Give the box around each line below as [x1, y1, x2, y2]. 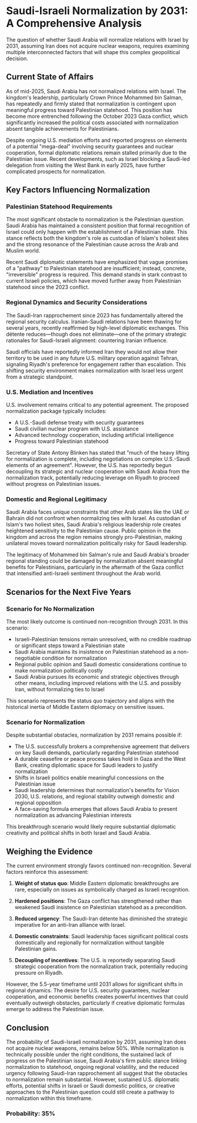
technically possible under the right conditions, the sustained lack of [6, 1051, 172, 1058]
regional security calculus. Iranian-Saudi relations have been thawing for [6, 318, 182, 325]
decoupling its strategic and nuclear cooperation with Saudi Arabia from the [6, 468, 190, 475]
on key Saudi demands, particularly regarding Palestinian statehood [14, 749, 179, 756]
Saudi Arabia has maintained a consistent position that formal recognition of [6, 222, 190, 229]
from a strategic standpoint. [6, 373, 74, 380]
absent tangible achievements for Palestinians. [6, 125, 119, 132]
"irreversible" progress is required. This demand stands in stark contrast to [6, 271, 188, 278]
